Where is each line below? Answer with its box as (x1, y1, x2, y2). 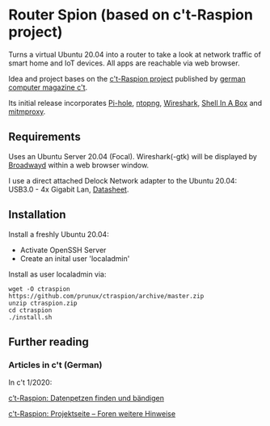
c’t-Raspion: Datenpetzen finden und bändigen (8, 394, 164, 403)
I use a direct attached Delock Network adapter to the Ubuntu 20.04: (8, 175, 238, 185)
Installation (8, 208, 66, 221)
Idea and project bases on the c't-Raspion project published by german (8, 74, 247, 83)
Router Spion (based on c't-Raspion (8, 6, 253, 24)
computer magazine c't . (8, 82, 88, 92)
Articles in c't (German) (8, 359, 103, 370)
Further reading (8, 335, 89, 348)
